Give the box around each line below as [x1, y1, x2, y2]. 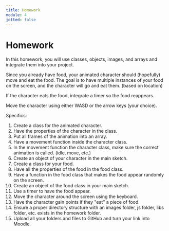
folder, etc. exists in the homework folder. [13, 210, 101, 216]
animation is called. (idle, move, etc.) [13, 150, 91, 156]
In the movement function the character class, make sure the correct [13, 145, 159, 151]
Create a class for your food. [13, 161, 74, 167]
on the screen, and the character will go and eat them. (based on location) [6, 83, 163, 89]
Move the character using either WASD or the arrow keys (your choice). [6, 102, 157, 109]
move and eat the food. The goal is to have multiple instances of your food [6, 77, 163, 83]
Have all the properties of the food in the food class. [13, 166, 124, 172]
